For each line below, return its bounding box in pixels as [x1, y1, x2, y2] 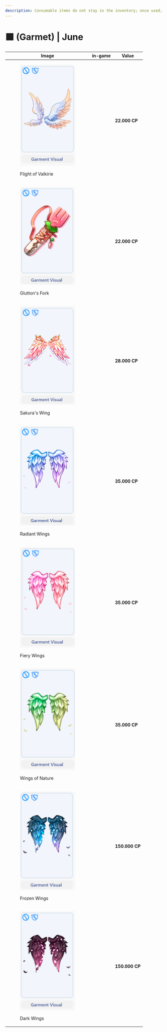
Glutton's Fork [20, 290, 49, 296]
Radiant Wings [20, 531, 50, 537]
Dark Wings [20, 1015, 44, 1021]
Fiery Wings [20, 652, 45, 658]
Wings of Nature [20, 775, 54, 781]
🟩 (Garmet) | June [5, 31, 84, 43]
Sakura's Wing [20, 410, 50, 416]
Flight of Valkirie [20, 171, 54, 177]
